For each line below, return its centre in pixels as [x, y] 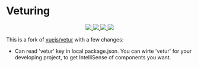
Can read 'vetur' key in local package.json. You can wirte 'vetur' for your [103, 51]
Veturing [28, 11]
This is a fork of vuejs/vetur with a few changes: [65, 39]
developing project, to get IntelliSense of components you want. [93, 57]
